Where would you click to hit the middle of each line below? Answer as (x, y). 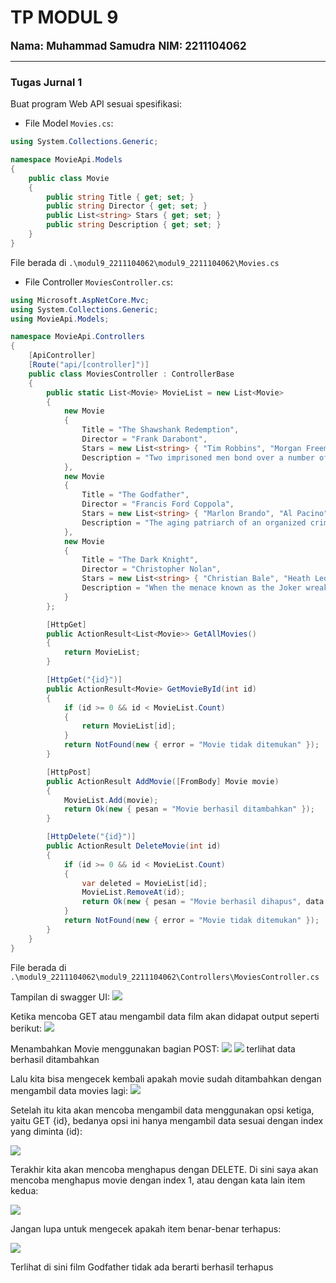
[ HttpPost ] (69, 772)
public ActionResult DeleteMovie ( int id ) (134, 846)
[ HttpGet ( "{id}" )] (84, 680)
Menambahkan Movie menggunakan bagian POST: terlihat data (153, 1048)
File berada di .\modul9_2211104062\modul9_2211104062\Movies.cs (145, 262)
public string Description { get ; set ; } (134, 225)
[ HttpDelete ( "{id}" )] (91, 837)
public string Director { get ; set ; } (127, 206)
